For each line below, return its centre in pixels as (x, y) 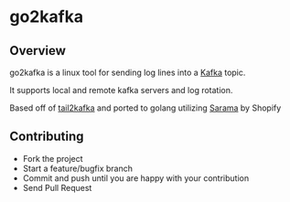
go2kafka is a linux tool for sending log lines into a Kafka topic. (128, 72)
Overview (38, 51)
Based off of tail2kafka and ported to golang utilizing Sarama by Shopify (145, 108)
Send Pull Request (57, 187)
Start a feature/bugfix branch (77, 168)
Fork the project (53, 158)
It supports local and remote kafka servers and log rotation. (121, 90)
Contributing (47, 137)
